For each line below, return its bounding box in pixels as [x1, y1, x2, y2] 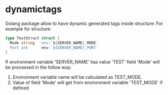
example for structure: [5, 25, 52, 31]
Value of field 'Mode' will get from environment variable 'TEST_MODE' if [12, 80, 163, 86]
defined [12, 85, 29, 91]
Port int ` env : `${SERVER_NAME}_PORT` [10, 45, 99, 50]
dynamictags [5, 4, 62, 15]
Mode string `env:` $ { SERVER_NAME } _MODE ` [10, 40, 99, 45]
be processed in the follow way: [5, 65, 72, 71]
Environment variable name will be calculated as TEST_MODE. [12, 74, 143, 80]
